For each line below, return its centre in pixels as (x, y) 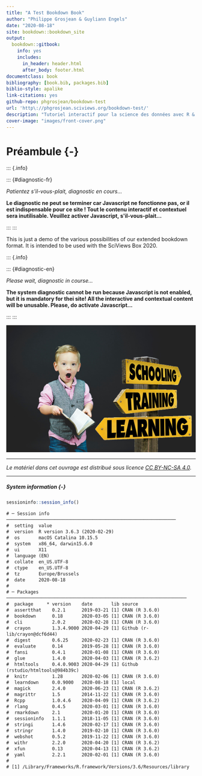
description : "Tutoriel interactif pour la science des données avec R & (101, 115)
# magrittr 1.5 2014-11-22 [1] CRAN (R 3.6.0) (83, 695)
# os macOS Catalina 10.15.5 (52, 538)
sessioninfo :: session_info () (43, 502)
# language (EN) (28, 556)
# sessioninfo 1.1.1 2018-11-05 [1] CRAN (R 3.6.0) (83, 719)
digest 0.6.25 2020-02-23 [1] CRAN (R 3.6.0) (87, 640)
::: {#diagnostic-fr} (29, 180)
